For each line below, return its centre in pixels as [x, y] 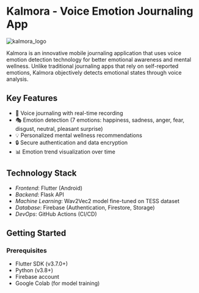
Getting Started [36, 233]
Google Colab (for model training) [57, 283]
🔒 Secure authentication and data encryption [71, 143]
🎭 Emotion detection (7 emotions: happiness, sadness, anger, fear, [100, 120]
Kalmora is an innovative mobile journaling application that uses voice [94, 53]
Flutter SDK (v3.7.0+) [42, 264]
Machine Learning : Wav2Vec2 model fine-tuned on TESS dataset [97, 201]
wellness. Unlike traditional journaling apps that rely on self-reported [92, 66]
